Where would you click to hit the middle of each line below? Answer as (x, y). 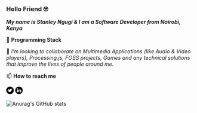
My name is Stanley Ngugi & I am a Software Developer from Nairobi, (93, 22)
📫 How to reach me (31, 76)
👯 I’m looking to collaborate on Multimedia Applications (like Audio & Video (98, 51)
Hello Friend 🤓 (27, 9)
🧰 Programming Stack (34, 40)
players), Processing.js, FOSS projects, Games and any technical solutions (98, 58)
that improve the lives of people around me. (60, 64)
